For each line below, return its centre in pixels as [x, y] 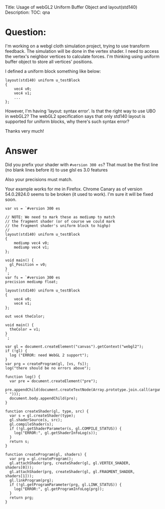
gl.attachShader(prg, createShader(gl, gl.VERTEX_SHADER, [70, 463]
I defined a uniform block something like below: [53, 71]
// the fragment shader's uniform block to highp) [58, 226]
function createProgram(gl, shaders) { [46, 454]
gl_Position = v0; [28, 264]
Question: [26, 32]
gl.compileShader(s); [32, 424]
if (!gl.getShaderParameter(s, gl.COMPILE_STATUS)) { [66, 429]
